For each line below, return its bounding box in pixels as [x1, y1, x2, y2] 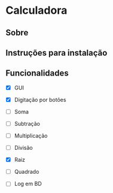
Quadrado [14, 168, 39, 176]
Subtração [14, 120, 40, 127]
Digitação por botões [14, 96, 66, 103]
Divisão [14, 144, 33, 152]
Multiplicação [14, 132, 48, 140]
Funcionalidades [5, 68, 69, 79]
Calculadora [5, 4, 68, 17]
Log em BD [14, 180, 42, 188]
